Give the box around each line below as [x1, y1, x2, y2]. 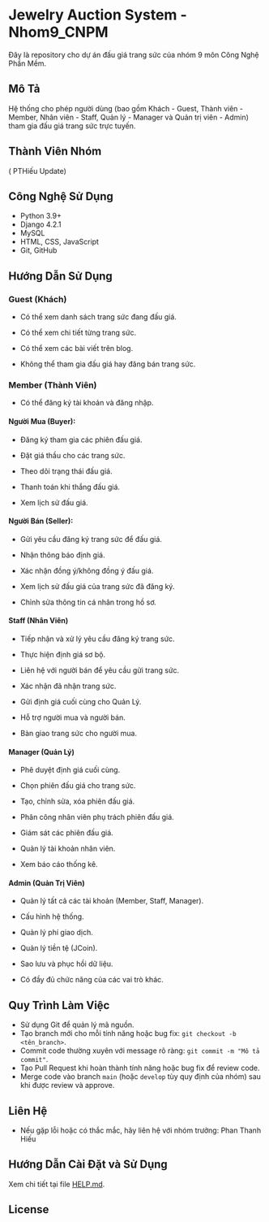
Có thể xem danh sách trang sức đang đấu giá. [19, 312, 177, 322]
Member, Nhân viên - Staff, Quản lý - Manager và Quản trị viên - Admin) [8, 112, 250, 122]
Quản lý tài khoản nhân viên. [19, 843, 116, 854]
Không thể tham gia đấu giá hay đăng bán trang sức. [19, 359, 196, 369]
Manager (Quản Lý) [8, 747, 75, 756]
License [8, 1202, 49, 1216]
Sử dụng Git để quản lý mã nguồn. [19, 1020, 135, 1029]
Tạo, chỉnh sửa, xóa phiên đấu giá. [19, 796, 135, 806]
